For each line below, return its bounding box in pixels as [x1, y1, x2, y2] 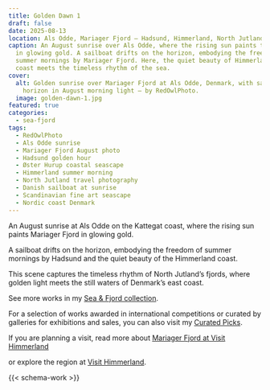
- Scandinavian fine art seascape [15, 191, 131, 199]
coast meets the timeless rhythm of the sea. [15, 64, 171, 72]
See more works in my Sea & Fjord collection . [8, 293, 159, 302]
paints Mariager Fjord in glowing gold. [8, 229, 134, 239]
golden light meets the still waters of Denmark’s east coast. [8, 277, 205, 287]
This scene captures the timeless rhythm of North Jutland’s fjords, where [8, 269, 251, 278]
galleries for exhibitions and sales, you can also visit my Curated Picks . [8, 317, 243, 326]
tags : [8, 124, 27, 132]
